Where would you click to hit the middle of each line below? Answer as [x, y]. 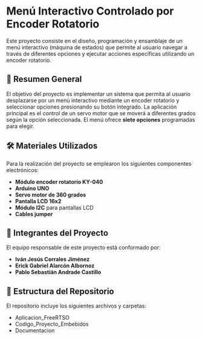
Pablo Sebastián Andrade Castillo [58, 272]
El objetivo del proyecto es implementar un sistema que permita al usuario [98, 94]
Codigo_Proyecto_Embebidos [52, 324]
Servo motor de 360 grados [50, 195]
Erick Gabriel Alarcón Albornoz [55, 266]
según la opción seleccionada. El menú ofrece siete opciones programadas [101, 119]
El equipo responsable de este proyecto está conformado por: [83, 247]
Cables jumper [34, 214]
